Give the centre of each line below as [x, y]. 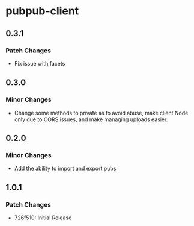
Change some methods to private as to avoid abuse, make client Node [101, 113]
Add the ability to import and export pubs [65, 168]
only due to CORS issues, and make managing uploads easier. [91, 119]
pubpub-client [42, 11]
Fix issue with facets [40, 63]
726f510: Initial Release [43, 218]
